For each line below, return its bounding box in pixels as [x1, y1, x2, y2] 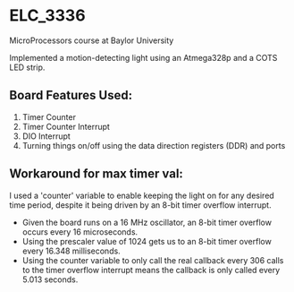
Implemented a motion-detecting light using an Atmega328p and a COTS [9, 52, 278, 63]
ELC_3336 [9, 5, 87, 26]
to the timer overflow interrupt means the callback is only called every [21, 264, 281, 275]
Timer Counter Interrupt [21, 121, 110, 132]
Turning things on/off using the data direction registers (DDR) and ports [21, 140, 286, 150]
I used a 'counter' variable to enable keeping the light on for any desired [9, 190, 274, 201]
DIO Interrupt [21, 131, 71, 142]
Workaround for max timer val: [9, 167, 183, 182]
